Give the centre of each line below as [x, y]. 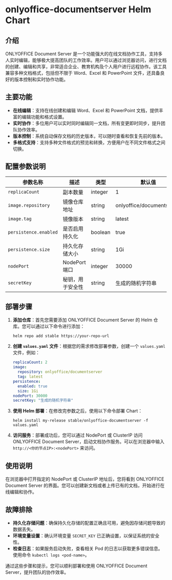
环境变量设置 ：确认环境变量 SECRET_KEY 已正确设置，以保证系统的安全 [86, 535]
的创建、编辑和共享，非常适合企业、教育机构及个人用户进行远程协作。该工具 [86, 67]
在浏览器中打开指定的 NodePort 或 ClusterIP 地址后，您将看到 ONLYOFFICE [85, 479]
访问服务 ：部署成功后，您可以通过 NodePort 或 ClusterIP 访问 [78, 435]
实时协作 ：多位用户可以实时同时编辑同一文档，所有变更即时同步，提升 [87, 123]
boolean [101, 232]
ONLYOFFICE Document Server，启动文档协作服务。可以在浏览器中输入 [89, 442]
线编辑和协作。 [21, 492]
